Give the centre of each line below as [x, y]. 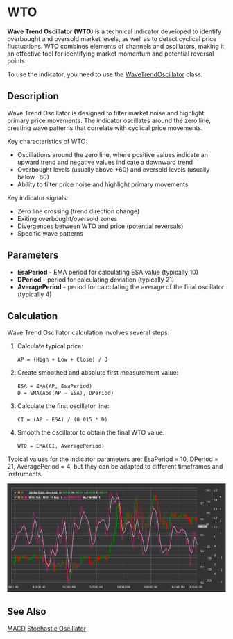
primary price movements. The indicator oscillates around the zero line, [109, 120]
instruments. [25, 474]
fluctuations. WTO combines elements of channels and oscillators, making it [116, 46]
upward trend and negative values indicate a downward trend [105, 162]
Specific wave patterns [50, 233]
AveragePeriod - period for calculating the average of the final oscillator [121, 286]
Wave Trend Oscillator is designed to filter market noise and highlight [106, 113]
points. [17, 60]
